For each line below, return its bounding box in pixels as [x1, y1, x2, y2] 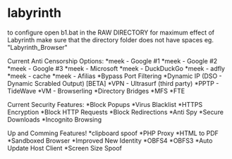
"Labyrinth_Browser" [7, 43, 68, 51]
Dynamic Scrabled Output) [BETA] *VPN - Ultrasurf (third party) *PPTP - [7, 79, 219, 87]
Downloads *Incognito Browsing [7, 115, 102, 124]
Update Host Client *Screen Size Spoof [7, 144, 122, 152]
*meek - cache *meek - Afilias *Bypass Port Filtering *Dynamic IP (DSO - [7, 72, 222, 80]
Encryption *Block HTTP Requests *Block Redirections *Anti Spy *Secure [7, 108, 224, 116]
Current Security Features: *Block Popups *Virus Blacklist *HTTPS [7, 100, 203, 108]
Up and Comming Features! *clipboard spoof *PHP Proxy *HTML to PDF [7, 129, 219, 137]
